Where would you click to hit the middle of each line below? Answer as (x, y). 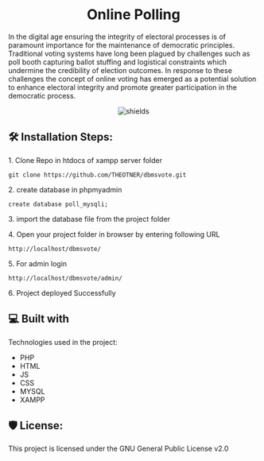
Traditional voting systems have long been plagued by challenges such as (129, 53)
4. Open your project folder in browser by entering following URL (114, 234)
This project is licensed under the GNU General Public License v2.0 (118, 449)
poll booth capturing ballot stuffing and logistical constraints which (118, 62)
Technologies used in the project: (63, 342)
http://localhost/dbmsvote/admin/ (66, 278)
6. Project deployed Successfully (62, 292)
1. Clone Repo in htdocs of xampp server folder (85, 160)
